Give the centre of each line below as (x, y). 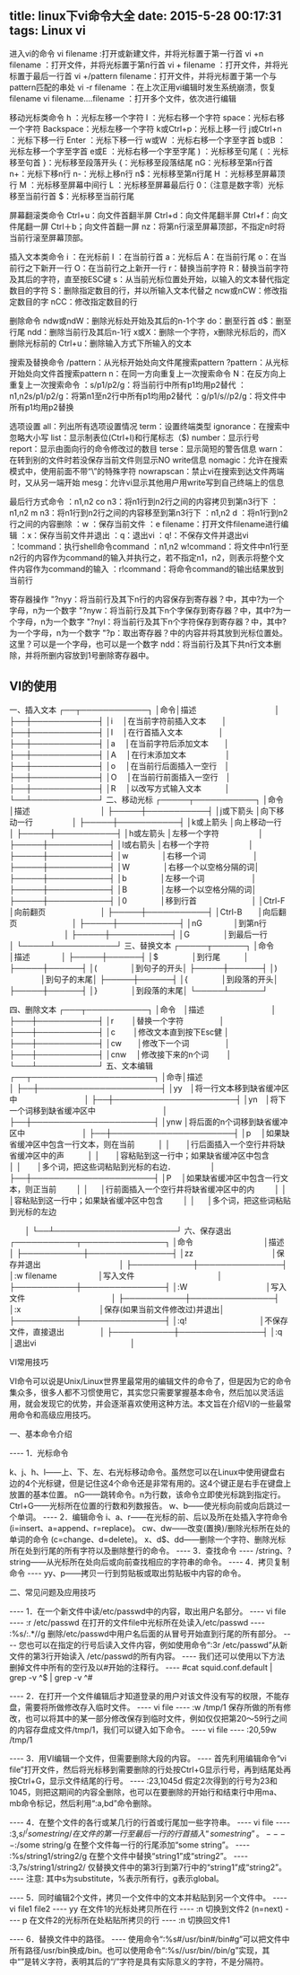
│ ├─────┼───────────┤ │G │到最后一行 (166, 934)
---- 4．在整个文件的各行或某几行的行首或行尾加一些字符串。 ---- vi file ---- (150, 1822)
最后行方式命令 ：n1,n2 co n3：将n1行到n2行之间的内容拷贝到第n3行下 (139, 501)
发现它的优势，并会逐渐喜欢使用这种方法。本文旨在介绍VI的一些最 (162, 1403)
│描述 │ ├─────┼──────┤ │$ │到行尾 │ (129, 957)
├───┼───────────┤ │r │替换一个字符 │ (117, 1020)
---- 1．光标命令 (39, 1452)
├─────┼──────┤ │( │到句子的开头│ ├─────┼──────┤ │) (143, 967)
